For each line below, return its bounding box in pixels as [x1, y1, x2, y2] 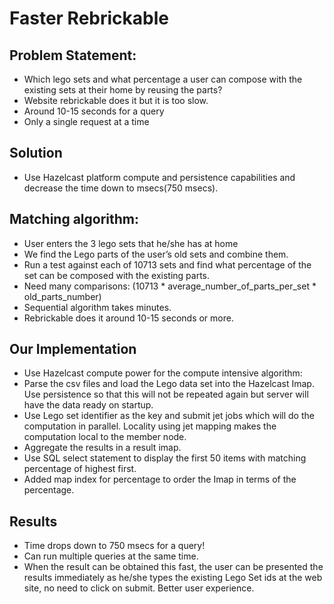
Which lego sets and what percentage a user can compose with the [23, 73, 303, 85]
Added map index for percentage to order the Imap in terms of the [23, 473, 297, 486]
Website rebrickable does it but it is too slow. [23, 95, 209, 106]
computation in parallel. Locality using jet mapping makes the [23, 420, 277, 432]
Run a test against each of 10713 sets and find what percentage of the [23, 258, 312, 271]
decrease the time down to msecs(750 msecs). [23, 182, 219, 194]
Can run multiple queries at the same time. [23, 550, 199, 562]
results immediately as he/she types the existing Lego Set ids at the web [23, 572, 323, 584]
